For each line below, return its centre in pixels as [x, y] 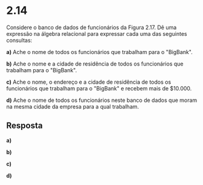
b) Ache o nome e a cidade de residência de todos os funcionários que [95, 64]
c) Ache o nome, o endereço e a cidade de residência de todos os [89, 82]
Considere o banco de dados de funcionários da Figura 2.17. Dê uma [92, 27]
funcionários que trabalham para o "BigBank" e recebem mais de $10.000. [99, 88]
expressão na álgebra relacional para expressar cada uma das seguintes [97, 33]
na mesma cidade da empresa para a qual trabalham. [73, 106]
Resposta [25, 126]
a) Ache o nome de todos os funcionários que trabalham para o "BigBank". [99, 52]
